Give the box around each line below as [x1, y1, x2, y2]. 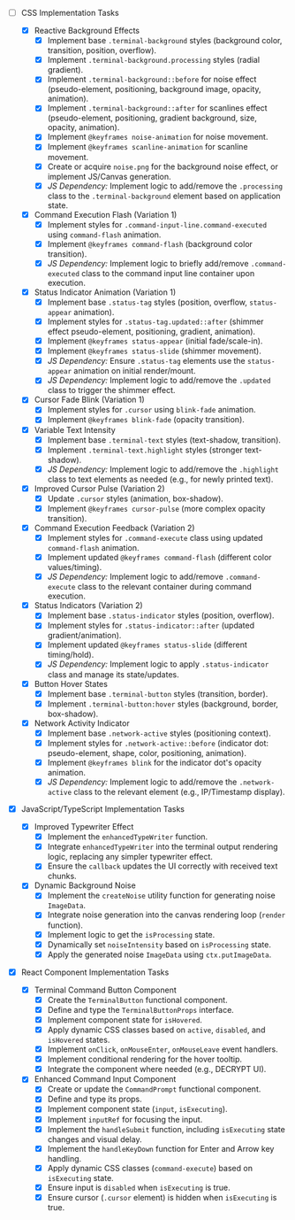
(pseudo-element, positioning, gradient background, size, [47, 112, 258, 123]
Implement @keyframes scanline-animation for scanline [47, 142, 248, 152]
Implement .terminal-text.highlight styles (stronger [47, 444, 244, 455]
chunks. [47, 871, 77, 882]
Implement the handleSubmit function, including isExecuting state [47, 1123, 286, 1134]
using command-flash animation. [47, 229, 162, 240]
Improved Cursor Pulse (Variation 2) [34, 483, 165, 494]
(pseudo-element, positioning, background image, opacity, [47, 84, 261, 95]
